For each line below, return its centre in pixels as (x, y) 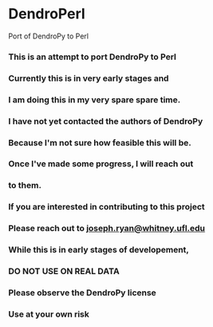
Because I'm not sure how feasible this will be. (100, 142)
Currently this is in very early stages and (89, 78)
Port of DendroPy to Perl (49, 36)
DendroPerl (47, 14)
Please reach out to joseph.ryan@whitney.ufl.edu (107, 229)
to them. (25, 185)
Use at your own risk (49, 314)
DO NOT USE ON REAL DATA (64, 271)
